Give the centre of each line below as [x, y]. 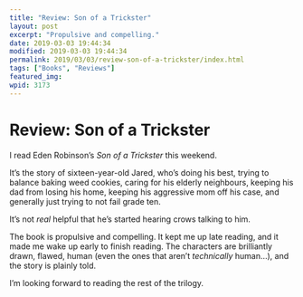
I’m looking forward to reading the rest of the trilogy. [107, 283]
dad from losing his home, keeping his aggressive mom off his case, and [144, 192]
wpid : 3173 [30, 85]
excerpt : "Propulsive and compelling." [85, 34]
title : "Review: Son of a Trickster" [80, 18]
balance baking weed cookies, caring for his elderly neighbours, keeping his [151, 182]
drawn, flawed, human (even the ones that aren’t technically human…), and [149, 255]
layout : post [34, 26]
